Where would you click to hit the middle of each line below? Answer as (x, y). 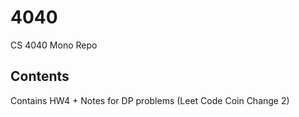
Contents (40, 76)
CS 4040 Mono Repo (54, 45)
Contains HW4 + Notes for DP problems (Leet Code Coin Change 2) (150, 100)
